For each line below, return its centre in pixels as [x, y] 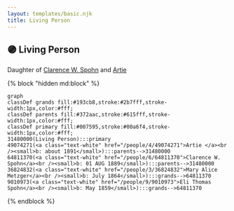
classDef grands [31, 102]
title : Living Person [39, 20]
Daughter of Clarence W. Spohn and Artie [67, 70]
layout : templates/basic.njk [50, 14]
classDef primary [33, 127]
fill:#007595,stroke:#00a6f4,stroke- [116, 127]
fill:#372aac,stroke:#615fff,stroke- [116, 115]
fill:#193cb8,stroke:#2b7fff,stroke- [112, 102]
